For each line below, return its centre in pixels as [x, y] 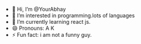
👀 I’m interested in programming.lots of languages [73, 15]
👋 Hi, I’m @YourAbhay [39, 9]
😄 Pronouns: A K [33, 28]
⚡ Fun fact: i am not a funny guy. [52, 35]
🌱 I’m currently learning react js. [51, 22]
